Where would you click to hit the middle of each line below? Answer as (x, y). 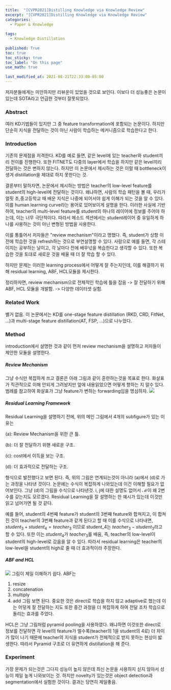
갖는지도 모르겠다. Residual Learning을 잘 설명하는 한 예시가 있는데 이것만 (89, 497)
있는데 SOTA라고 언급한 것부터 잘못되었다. (47, 98)
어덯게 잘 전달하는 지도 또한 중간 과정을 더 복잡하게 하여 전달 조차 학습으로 (92, 607)
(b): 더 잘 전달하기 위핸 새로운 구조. (40, 445)
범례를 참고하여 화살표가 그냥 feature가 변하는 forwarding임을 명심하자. (77, 391)
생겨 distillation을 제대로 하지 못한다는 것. (46, 175)
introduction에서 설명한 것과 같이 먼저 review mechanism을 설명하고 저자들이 (83, 346)
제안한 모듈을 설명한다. (28, 353)
